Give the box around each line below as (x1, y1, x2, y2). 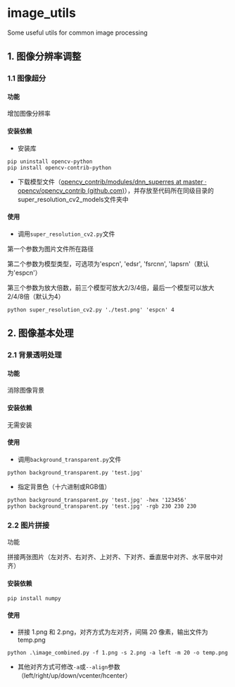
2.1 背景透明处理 (7, 350, 62, 360)
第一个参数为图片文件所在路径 (7, 244, 94, 253)
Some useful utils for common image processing (7, 28, 148, 37)
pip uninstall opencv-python (7, 157, 93, 165)
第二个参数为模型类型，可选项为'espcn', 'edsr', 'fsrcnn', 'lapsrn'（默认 (7, 259, 210, 268)
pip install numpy (7, 595, 61, 602)
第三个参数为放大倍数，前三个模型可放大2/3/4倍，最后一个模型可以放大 (7, 283, 215, 292)
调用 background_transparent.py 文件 (17, 455, 122, 463)
